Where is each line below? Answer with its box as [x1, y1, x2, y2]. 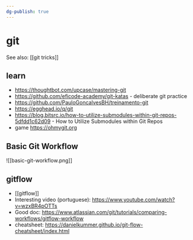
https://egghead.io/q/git [14, 105, 73, 112]
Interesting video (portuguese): [14, 196, 91, 203]
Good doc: [14, 209, 41, 216]
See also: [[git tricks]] [6, 54, 59, 61]
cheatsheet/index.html [14, 228, 70, 234]
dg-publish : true [6, 8, 49, 15]
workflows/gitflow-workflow [14, 215, 84, 222]
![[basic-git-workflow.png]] [6, 157, 73, 164]
